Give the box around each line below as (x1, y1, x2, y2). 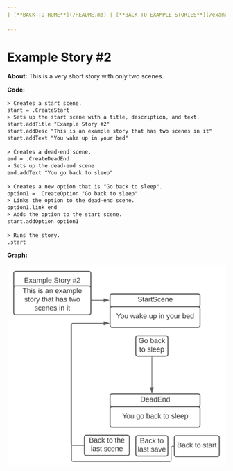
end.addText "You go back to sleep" (7, 170, 113, 176)
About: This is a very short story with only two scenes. (7, 72, 164, 81)
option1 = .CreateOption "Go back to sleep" (7, 190, 138, 197)
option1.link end (7, 204, 58, 211)
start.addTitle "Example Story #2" (7, 121, 110, 128)
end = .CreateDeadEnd (7, 156, 70, 163)
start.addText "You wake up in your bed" (7, 135, 129, 142)
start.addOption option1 (7, 218, 79, 225)
